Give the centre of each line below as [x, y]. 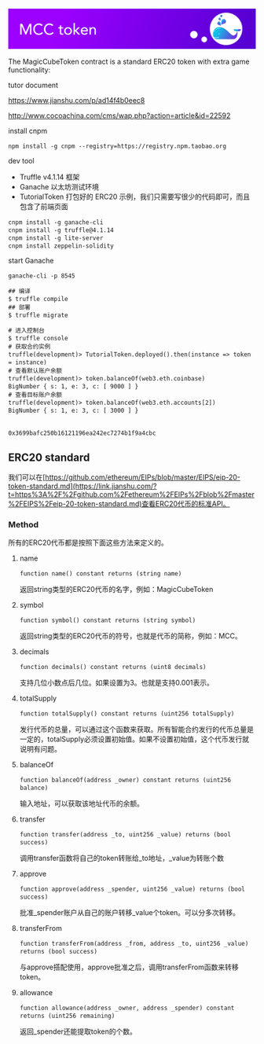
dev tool [21, 161]
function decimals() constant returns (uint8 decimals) [113, 667]
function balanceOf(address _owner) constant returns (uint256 [125, 780]
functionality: [29, 70]
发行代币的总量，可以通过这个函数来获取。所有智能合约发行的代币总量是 [136, 730]
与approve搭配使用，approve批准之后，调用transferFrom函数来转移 [129, 967]
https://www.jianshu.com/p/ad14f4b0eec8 [77, 101]
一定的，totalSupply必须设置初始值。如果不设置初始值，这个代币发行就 [134, 739]
